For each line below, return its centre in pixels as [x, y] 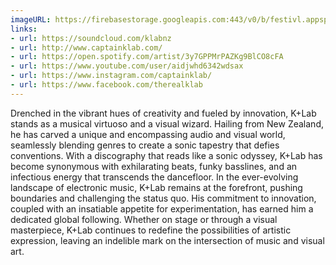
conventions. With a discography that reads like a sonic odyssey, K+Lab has [166, 155]
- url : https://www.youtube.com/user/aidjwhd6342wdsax [127, 66]
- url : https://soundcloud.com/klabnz [91, 38]
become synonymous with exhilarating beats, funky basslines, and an [154, 166]
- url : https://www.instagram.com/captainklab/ [111, 76]
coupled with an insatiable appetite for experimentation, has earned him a [162, 208]
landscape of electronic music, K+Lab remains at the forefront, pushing [156, 187]
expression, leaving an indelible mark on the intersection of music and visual [167, 240]
